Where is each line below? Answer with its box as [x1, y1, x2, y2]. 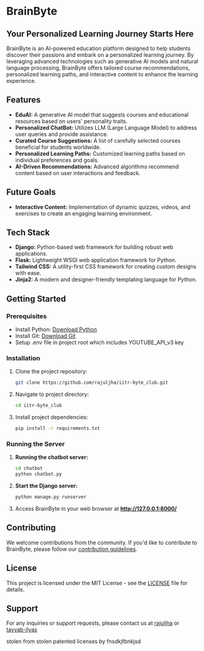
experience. [6, 77, 37, 84]
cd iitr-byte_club [15, 403, 62, 409]
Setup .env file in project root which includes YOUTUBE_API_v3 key [15, 339, 184, 346]
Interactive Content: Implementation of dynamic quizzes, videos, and [15, 203, 191, 210]
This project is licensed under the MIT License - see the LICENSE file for [6, 579, 188, 586]
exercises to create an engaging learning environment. [15, 209, 152, 217]
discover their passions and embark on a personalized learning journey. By [6, 51, 194, 59]
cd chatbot [15, 466, 43, 472]
